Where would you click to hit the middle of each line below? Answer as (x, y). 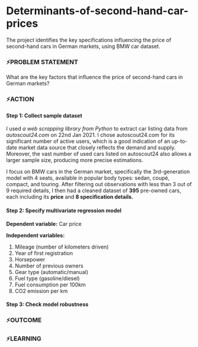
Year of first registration (44, 253)
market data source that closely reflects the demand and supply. (97, 148)
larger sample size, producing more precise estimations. (75, 160)
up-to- (180, 141)
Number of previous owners (49, 266)
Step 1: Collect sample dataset (44, 115)
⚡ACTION (20, 99)
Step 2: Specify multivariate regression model (64, 210)
